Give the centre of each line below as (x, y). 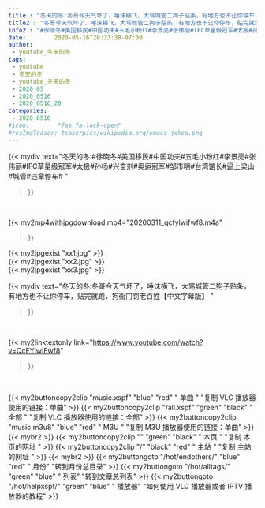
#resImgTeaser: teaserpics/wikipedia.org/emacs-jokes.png (105, 133)
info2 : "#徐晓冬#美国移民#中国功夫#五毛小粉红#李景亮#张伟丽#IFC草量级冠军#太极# (131, 30)
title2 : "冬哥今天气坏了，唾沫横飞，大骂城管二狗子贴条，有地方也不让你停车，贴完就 (131, 23)
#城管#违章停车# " (38, 176)
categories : (28, 111)
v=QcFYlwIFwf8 (34, 350)
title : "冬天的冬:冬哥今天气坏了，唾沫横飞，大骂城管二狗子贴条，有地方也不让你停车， (134, 15)
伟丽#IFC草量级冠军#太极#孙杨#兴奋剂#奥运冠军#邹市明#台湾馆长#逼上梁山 (131, 166)
